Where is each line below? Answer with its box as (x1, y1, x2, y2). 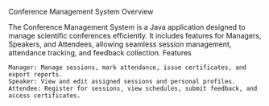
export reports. (8, 71, 63, 79)
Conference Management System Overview (8, 7, 154, 16)
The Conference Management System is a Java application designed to (8, 22, 246, 31)
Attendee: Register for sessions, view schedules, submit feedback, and (8, 84, 258, 92)
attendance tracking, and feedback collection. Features (8, 48, 192, 57)
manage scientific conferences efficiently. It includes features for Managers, (8, 31, 262, 40)
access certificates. (8, 92, 81, 100)
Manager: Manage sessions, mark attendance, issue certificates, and (8, 63, 247, 71)
